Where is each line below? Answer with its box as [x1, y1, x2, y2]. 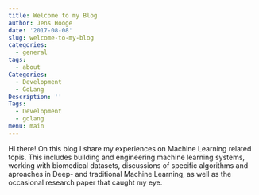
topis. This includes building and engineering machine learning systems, [8, 152, 245, 162]
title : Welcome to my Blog [8, 11, 98, 20]
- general [15, 48, 48, 56]
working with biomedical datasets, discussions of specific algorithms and [8, 160, 249, 170]
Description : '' [8, 93, 62, 101]
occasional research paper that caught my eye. [8, 178, 163, 187]
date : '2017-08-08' [8, 26, 73, 34]
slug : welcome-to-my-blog [8, 33, 94, 42]
